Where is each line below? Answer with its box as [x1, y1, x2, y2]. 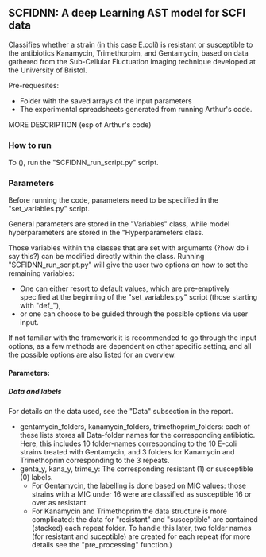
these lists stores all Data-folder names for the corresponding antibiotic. [19, 430, 256, 439]
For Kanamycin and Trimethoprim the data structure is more [31, 506, 228, 516]
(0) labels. [19, 472, 53, 482]
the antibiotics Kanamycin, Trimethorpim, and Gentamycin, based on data [8, 48, 249, 58]
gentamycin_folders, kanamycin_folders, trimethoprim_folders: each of [19, 421, 251, 431]
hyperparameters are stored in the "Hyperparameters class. [8, 228, 204, 238]
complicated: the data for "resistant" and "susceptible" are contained [31, 514, 258, 524]
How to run [8, 139, 52, 150]
